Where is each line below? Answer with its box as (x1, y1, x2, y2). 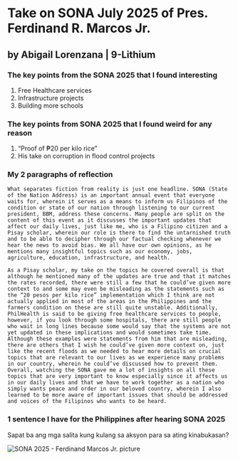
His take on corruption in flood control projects (17, 152, 155, 160)
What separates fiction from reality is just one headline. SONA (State (7, 185, 228, 193)
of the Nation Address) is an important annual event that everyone (7, 192, 215, 199)
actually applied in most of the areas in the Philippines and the (7, 298, 212, 305)
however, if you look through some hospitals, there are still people (7, 317, 222, 324)
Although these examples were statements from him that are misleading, (7, 335, 228, 343)
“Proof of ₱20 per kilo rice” (17, 144, 98, 153)
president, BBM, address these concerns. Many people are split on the (7, 210, 224, 218)
